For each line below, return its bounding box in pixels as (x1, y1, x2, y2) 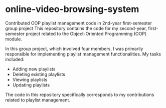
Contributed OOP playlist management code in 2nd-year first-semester (5, 20, 152, 26)
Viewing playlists (12, 76, 48, 82)
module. (5, 36, 23, 42)
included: (5, 56, 25, 62)
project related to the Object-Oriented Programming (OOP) (26, 30, 147, 36)
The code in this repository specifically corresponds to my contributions (5, 91, 154, 97)
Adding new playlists (12, 66, 56, 72)
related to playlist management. (5, 96, 70, 103)
